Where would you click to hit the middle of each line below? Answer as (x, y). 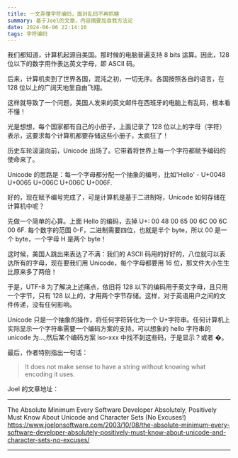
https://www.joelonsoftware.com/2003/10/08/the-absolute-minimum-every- (119, 425)
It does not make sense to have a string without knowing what (115, 367)
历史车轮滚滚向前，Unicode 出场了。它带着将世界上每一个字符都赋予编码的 (117, 151)
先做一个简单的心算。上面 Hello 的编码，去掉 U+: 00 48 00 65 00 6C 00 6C (117, 222)
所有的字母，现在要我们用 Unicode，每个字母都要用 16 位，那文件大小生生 (121, 263)
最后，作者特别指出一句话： (48, 353)
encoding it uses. (50, 374)
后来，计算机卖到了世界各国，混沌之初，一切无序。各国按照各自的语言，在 (116, 79)
